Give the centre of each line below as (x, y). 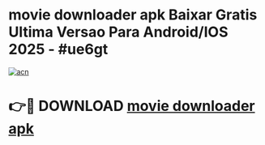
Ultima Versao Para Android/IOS (118, 32)
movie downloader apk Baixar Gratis (133, 15)
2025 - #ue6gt (58, 49)
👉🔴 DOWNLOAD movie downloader (132, 106)
